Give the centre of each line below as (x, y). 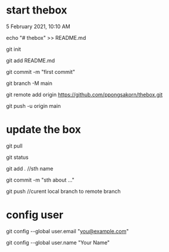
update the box (43, 130)
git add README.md (31, 60)
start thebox (37, 10)
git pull (14, 146)
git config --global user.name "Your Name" (58, 242)
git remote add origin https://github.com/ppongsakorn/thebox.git (84, 94)
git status (17, 157)
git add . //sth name (30, 168)
